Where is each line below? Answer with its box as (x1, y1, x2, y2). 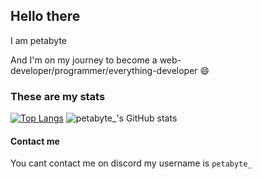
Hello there (10, 8, 81, 25)
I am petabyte (10, 34, 67, 46)
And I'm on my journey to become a (10, 54, 158, 66)
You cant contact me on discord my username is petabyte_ (10, 157, 253, 169)
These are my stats (10, 89, 106, 103)
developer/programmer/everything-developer (10, 64, 198, 76)
